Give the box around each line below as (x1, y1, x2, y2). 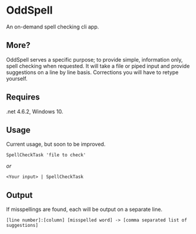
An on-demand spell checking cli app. (6, 23, 99, 30)
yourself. (6, 75, 28, 82)
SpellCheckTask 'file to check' (6, 152, 86, 158)
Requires (6, 92, 40, 102)
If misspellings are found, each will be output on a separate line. (6, 206, 163, 213)
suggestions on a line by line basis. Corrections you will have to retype (6, 69, 179, 76)
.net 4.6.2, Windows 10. (6, 108, 64, 115)
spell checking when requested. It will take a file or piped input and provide (6, 62, 190, 69)
